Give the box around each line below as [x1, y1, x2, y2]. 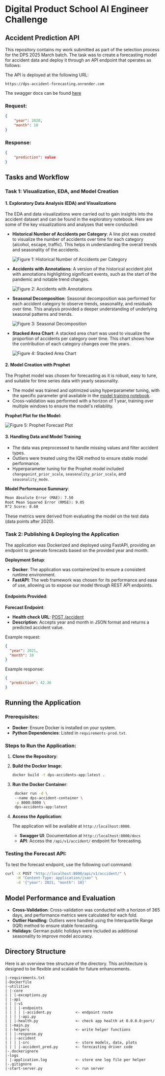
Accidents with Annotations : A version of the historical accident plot [12, 266, 153, 272]
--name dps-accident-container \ [14, 795, 83, 800]
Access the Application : [12, 814, 62, 819]
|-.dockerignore [5, 1048, 38, 1054]
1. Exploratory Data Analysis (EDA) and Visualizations [5, 200, 116, 206]
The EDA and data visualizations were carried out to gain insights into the [5, 211, 153, 217]
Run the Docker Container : [12, 781, 68, 787]
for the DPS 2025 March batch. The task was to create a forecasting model [5, 52, 157, 58]
